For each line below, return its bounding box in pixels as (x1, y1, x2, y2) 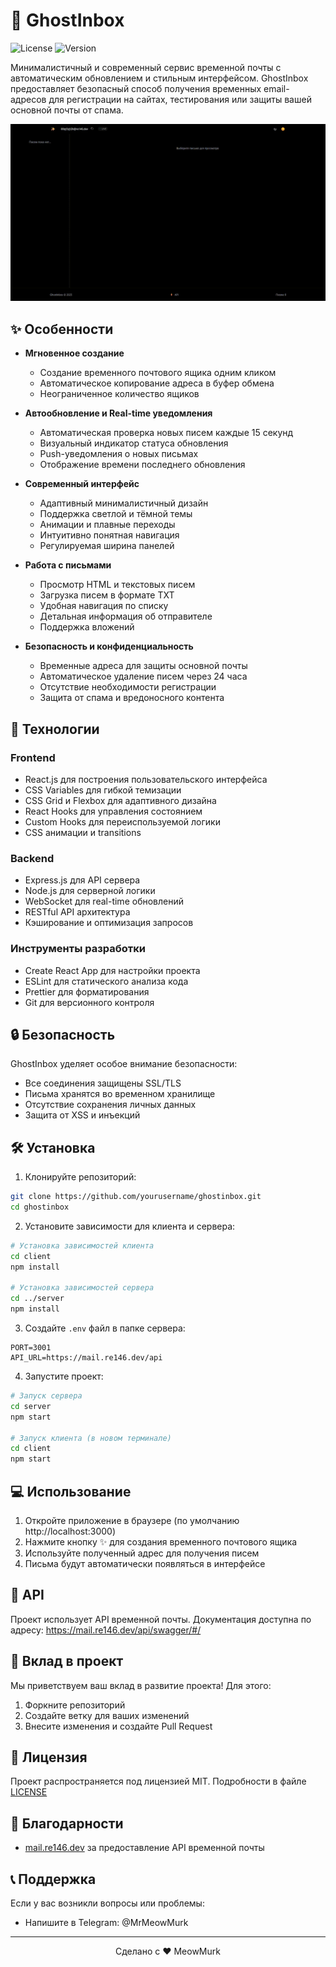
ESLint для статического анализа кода (24, 975, 189, 987)
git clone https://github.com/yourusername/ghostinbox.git (10, 1192, 262, 1202)
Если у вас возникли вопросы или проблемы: (10, 1897, 205, 1909)
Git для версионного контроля (24, 996, 155, 1008)
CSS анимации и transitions (24, 826, 142, 838)
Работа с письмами (24, 559, 112, 571)
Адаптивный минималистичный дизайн (39, 497, 209, 509)
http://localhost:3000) (24, 1525, 117, 1537)
